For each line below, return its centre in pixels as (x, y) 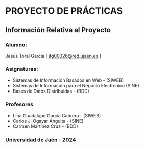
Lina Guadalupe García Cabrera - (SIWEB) (57, 116)
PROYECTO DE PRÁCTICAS (64, 11)
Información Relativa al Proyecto (58, 30)
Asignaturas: (22, 69)
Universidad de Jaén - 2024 (41, 140)
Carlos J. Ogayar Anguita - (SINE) (48, 121)
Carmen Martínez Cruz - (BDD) (45, 126)
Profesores (19, 104)
